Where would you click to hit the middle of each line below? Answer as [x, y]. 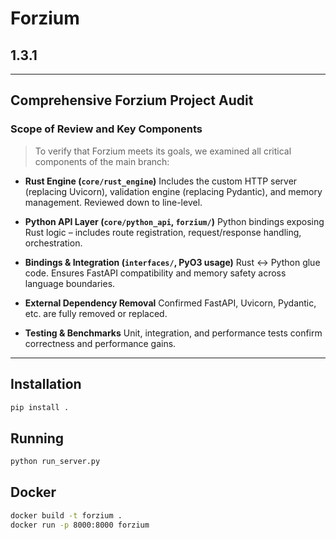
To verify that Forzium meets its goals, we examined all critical [163, 151]
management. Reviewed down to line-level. [113, 202]
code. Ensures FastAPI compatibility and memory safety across [155, 273]
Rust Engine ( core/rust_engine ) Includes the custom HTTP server [161, 181]
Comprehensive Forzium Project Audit [132, 100]
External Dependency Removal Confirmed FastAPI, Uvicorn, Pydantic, [170, 303]
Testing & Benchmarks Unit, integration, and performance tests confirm [173, 333]
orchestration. [53, 243]
